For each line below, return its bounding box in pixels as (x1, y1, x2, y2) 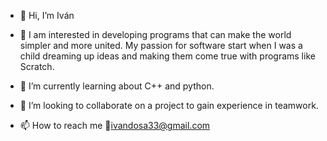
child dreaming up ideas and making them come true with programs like (19, 50, 316, 62)
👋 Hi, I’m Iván (19, 10, 75, 21)
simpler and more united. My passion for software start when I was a (19, 40, 303, 51)
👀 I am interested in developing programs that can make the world (19, 29, 292, 40)
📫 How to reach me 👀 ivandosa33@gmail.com (19, 120, 211, 131)
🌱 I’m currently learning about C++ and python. (19, 80, 215, 92)
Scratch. (19, 61, 55, 72)
